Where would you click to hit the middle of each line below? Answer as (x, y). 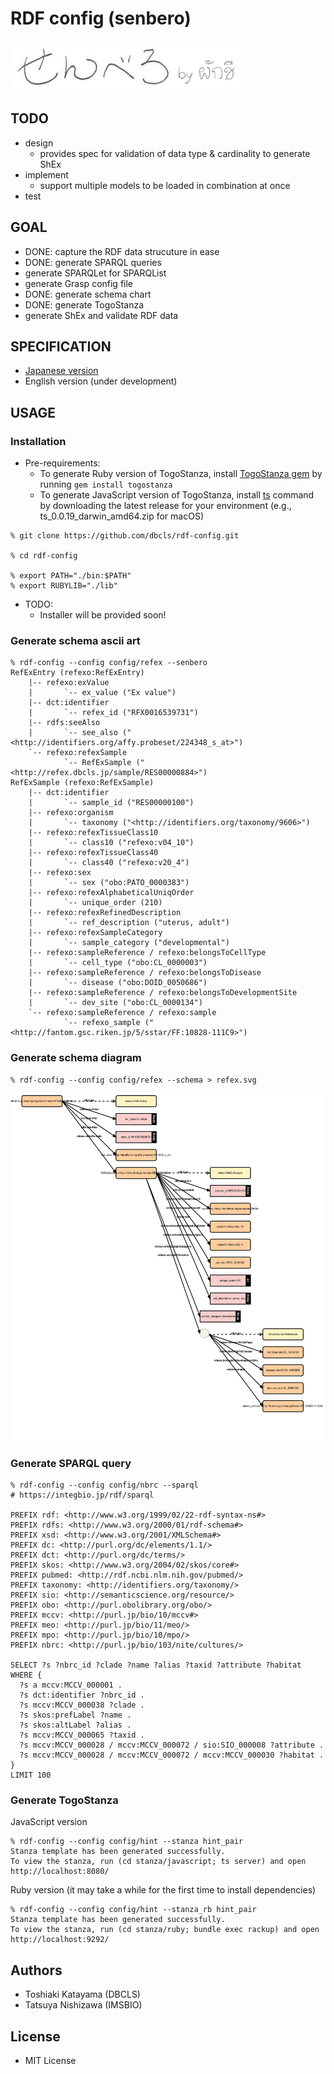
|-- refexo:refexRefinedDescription (105, 913)
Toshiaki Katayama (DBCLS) (82, 1994)
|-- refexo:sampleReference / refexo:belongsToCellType (147, 953)
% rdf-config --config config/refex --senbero (109, 663)
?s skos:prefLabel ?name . (75, 1715)
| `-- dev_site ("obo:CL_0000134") (115, 1003)
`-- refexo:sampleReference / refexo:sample (122, 1013)
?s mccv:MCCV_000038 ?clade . (82, 1705)
